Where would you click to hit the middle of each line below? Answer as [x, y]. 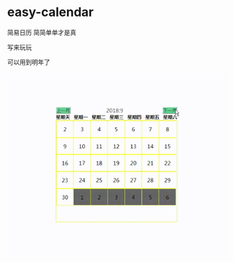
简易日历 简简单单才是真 [42, 32]
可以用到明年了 [29, 62]
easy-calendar [51, 12]
